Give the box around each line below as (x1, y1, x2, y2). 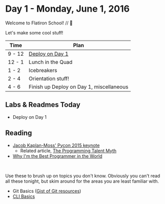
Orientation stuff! (28, 75, 70, 82)
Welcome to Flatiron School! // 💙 (5, 20, 73, 26)
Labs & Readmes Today (5, 100, 81, 109)
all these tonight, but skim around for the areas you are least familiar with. (5, 178, 159, 184)
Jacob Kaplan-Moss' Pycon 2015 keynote (12, 142, 100, 148)
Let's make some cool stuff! (5, 29, 63, 36)
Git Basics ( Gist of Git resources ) (12, 188, 81, 194)
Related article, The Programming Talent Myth (20, 148, 117, 154)
